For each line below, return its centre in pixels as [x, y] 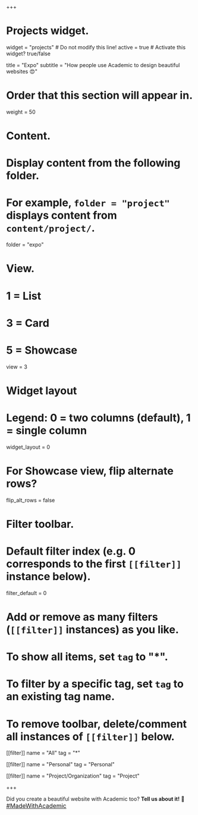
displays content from [62, 215]
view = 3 [17, 367]
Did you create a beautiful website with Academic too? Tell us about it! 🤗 [95, 799]
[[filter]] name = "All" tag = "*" [43, 753]
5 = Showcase [42, 350]
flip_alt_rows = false [31, 500]
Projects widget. [48, 31]
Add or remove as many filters [82, 617]
